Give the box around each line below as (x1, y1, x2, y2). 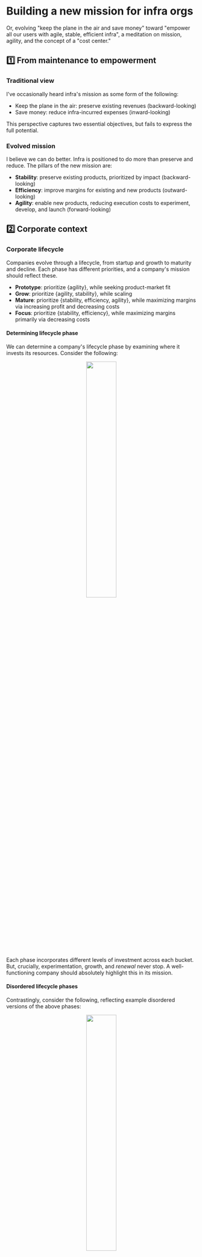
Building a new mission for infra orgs (6, 4, 194, 18)
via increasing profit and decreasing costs (14, 302, 120, 310)
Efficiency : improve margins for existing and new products (14, 186, 162, 194)
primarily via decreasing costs (14, 316, 90, 323)
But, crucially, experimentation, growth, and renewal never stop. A (6, 962, 171, 970)
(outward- (162, 186, 188, 194)
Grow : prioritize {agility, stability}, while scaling (14, 290, 133, 297)
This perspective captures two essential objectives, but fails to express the (6, 120, 192, 128)
